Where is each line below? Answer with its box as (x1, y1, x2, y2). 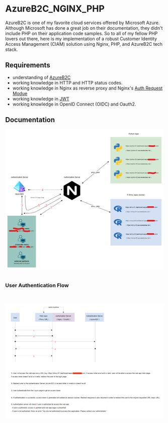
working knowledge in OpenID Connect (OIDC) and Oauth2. (12, 101, 136, 107)
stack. (5, 46, 18, 52)
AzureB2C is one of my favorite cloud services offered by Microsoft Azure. (5, 20, 160, 26)
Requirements (5, 61, 50, 69)
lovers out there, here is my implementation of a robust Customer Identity (5, 36, 157, 42)
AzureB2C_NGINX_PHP (5, 3, 105, 15)
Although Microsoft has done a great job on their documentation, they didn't (5, 25, 163, 31)
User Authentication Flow (5, 282, 69, 289)
